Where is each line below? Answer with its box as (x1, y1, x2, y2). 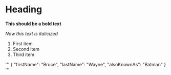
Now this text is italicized (5, 30, 58, 36)
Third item (12, 51, 35, 58)
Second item (12, 46, 40, 52)
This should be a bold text (5, 21, 61, 27)
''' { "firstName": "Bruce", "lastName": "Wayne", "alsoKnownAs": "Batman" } (5, 61, 166, 67)
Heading (5, 4, 42, 15)
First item (12, 40, 33, 47)
